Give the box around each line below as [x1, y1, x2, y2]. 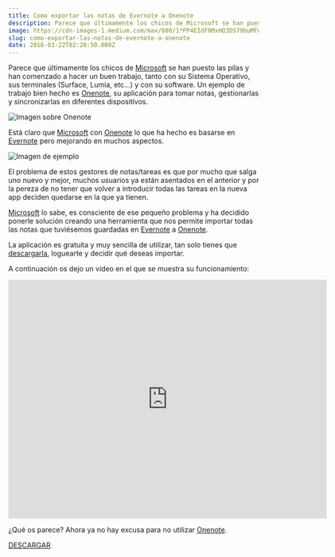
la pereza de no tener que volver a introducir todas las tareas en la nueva [8, 184, 248, 193]
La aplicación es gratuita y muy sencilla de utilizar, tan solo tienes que [8, 240, 237, 250]
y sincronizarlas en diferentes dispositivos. [8, 97, 149, 107]
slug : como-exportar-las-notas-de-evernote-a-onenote [8, 33, 191, 42]
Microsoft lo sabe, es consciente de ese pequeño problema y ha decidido [8, 208, 249, 217]
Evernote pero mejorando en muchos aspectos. [8, 136, 165, 146]
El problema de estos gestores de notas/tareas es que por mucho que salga [8, 167, 257, 177]
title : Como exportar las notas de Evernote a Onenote [8, 11, 194, 20]
